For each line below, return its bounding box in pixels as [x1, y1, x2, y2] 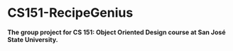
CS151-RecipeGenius [7, 5, 134, 21]
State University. [7, 35, 58, 43]
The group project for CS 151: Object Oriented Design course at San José [7, 28, 226, 36]
